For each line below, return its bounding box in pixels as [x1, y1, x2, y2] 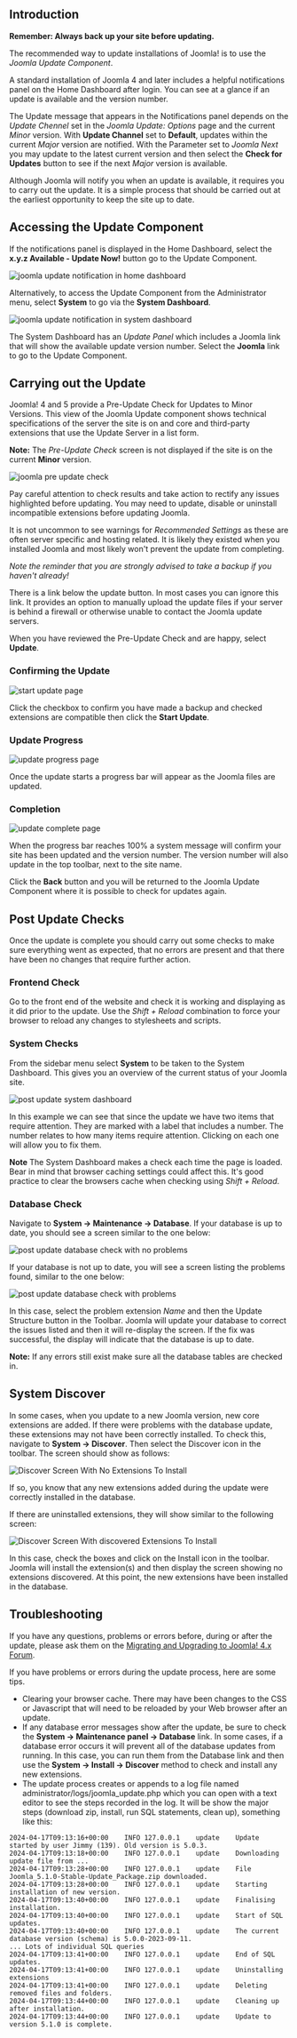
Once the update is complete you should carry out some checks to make [9, 935, 275, 946]
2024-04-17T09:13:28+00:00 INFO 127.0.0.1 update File [9, 1864, 252, 1874]
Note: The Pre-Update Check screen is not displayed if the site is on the [9, 444, 273, 456]
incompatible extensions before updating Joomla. [9, 508, 191, 518]
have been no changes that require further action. [9, 955, 191, 965]
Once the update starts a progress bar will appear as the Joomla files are [9, 771, 276, 782]
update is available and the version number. [9, 93, 168, 104]
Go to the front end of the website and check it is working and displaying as [9, 996, 285, 1007]
